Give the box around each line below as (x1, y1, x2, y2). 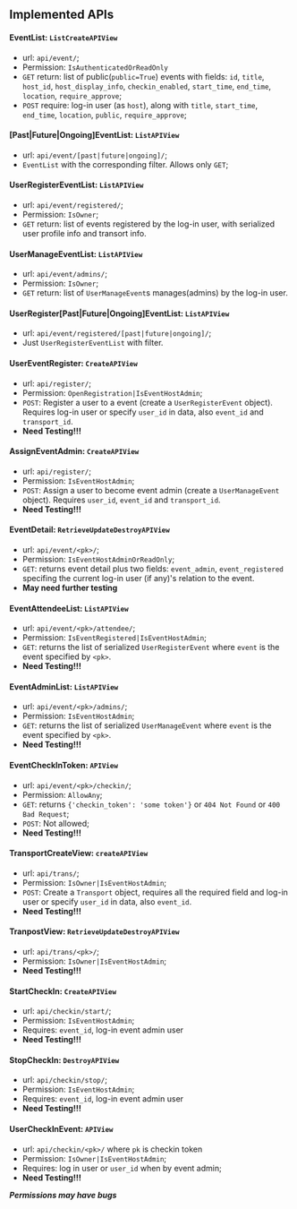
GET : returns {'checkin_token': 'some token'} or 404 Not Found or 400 (21, 799, 280, 810)
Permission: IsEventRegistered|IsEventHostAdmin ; (21, 632, 208, 643)
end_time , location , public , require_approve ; (21, 109, 187, 120)
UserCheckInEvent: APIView (9, 1124, 114, 1135)
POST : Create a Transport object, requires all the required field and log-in (21, 887, 289, 897)
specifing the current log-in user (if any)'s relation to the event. (21, 573, 255, 584)
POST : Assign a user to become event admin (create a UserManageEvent (21, 484, 280, 495)
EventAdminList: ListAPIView (9, 681, 119, 692)
